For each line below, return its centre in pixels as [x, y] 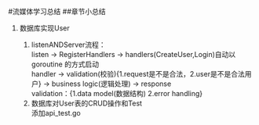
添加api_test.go [56, 113]
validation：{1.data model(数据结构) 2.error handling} [117, 93]
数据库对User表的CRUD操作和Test [87, 103]
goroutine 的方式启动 [65, 64]
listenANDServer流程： [68, 45]
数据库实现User [45, 28]
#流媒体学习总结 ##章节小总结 [57, 11]
